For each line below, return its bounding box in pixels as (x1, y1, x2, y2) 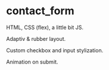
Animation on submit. (6, 58, 58, 65)
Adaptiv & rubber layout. (6, 35, 66, 42)
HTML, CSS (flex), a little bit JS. (6, 24, 84, 31)
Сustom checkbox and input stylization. (6, 46, 104, 54)
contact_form (6, 4, 74, 18)
